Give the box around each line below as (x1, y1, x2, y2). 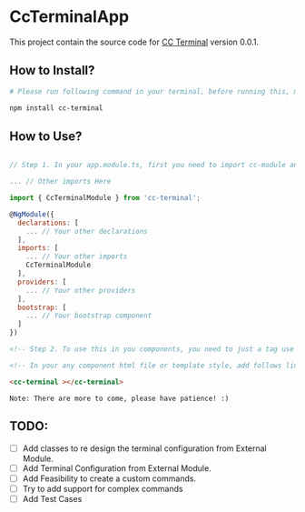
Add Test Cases (22, 493, 83, 504)
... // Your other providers (25, 286, 136, 295)
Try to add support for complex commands (22, 483, 183, 494)
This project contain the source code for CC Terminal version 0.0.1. (9, 36, 260, 47)
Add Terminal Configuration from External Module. (22, 462, 212, 474)
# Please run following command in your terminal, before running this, (9, 86, 290, 96)
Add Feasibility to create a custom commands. (22, 473, 197, 484)
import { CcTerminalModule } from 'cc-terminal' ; (9, 194, 202, 203)
